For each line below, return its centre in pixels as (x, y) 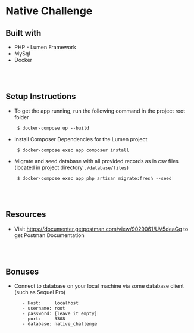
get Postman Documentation (49, 235)
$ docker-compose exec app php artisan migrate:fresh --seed (94, 178)
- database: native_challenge (60, 324)
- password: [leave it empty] (60, 314)
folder (21, 117)
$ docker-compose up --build (53, 128)
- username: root (44, 309)
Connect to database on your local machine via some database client (99, 286)
